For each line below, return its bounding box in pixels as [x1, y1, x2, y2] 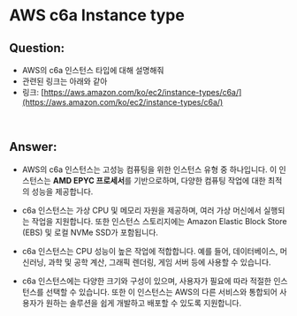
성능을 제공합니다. [31, 186, 94, 197]
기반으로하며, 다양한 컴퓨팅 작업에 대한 [133, 175, 267, 185]
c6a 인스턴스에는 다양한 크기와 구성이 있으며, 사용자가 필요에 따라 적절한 [21, 275, 272, 286]
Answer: [9, 139, 57, 154]
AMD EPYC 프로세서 [52, 175, 126, 185]
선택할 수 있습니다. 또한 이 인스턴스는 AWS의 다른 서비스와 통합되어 [45, 286, 278, 297]
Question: [9, 41, 65, 56]
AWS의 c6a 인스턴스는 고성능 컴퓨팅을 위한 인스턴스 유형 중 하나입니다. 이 [21, 164, 278, 175]
